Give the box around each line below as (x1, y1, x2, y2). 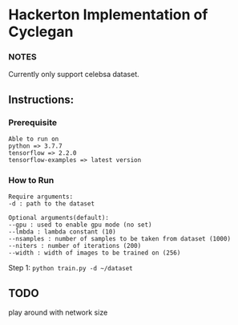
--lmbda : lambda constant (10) (8, 228, 116, 236)
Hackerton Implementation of (8, 6, 208, 24)
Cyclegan (8, 22, 74, 41)
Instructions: (8, 92, 75, 106)
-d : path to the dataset (8, 200, 95, 208)
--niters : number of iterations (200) (8, 242, 142, 250)
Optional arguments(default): (8, 214, 110, 222)
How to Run (8, 175, 54, 186)
